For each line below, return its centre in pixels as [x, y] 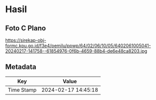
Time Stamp [22, 90]
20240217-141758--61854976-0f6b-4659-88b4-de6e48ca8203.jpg [76, 51]
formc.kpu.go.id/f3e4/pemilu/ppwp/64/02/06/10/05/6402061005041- [78, 46]
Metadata [21, 67]
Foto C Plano [26, 28]
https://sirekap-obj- [26, 40]
